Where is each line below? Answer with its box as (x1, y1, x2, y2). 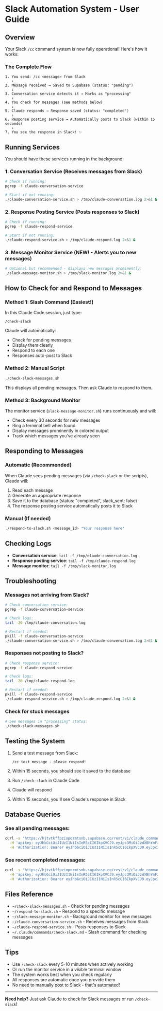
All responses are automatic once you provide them (12, 976, 115, 982)
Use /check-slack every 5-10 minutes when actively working (12, 961, 133, 967)
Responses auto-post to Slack (12, 353, 73, 358)
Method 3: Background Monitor (5, 397, 81, 404)
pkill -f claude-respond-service (5, 692, 73, 697)
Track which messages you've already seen (12, 432, 100, 439)
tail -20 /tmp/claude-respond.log (5, 678, 75, 684)
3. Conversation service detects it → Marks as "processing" (5, 92, 131, 96)
